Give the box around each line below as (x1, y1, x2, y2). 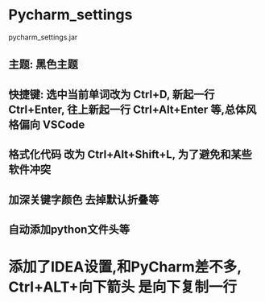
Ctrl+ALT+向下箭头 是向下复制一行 (8, 278, 238, 296)
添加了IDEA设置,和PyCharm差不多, (8, 258, 242, 276)
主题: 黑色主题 (8, 58, 78, 72)
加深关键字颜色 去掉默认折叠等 (8, 192, 159, 206)
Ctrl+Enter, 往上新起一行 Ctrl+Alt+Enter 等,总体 (8, 102, 246, 116)
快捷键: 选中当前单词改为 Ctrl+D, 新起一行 (8, 87, 215, 101)
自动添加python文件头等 (8, 222, 130, 236)
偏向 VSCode (19, 118, 85, 131)
